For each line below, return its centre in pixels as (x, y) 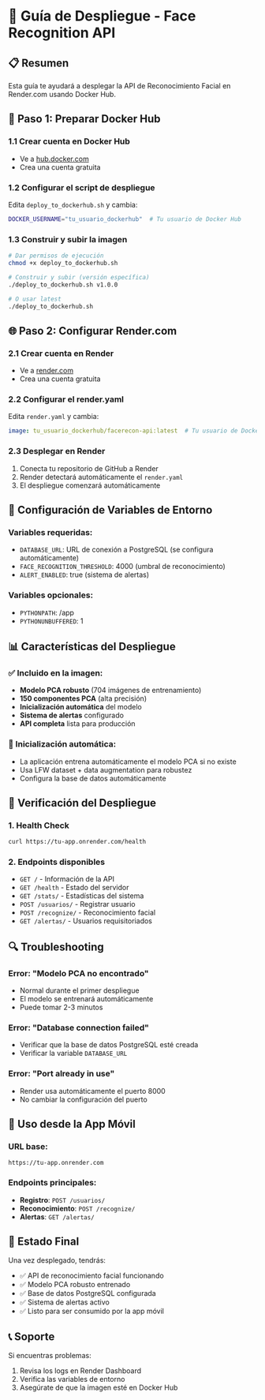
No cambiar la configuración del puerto (83, 1099)
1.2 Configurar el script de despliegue (82, 187)
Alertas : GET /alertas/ (57, 1217)
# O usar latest (35, 299)
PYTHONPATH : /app (47, 612)
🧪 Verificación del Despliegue (82, 803)
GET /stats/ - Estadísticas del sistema (82, 896)
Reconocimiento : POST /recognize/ (77, 1208)
